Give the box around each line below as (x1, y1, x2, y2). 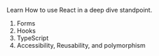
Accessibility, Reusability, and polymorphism (16, 41, 146, 49)
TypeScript (16, 34, 49, 42)
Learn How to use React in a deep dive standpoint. (6, 6, 153, 14)
